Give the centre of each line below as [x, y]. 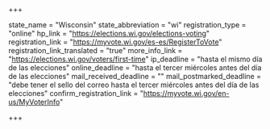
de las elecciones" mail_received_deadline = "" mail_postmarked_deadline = [135, 76]
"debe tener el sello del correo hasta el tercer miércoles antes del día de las [134, 85]
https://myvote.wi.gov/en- [186, 93]
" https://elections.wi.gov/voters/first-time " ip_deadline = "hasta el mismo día [135, 59]
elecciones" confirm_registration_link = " [76, 93]
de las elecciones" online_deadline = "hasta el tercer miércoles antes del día [135, 68]
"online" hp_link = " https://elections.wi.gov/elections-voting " [109, 33]
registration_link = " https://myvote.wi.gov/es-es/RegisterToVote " [115, 42]
